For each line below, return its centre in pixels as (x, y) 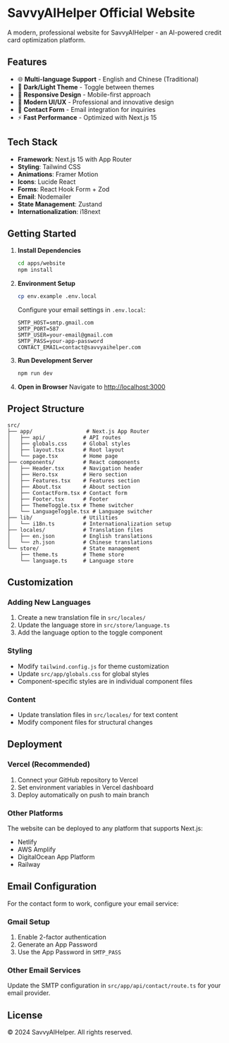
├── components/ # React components (74, 462)
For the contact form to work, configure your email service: (93, 904)
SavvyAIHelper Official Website (101, 13)
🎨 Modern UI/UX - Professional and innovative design (95, 102)
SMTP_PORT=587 (38, 329)
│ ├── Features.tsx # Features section (74, 480)
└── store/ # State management (74, 548)
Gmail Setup (29, 922)
